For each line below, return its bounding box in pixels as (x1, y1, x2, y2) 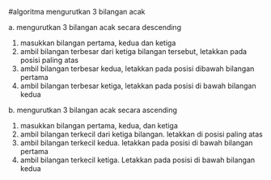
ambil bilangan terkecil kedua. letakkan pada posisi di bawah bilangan (19, 138, 253, 148)
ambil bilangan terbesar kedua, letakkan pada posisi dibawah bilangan (19, 64, 255, 73)
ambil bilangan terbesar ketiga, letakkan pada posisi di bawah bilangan (19, 81, 256, 90)
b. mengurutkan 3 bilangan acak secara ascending (8, 105, 178, 115)
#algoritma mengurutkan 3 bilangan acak (8, 7, 146, 16)
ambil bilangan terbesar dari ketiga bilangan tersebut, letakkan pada (19, 47, 248, 56)
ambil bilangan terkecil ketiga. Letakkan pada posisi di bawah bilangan (19, 155, 256, 165)
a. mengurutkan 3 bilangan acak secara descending (8, 23, 182, 31)
